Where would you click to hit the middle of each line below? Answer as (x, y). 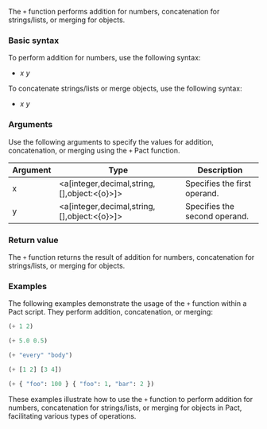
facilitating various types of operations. (72, 415)
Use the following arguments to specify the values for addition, (111, 141)
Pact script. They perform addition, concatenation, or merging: (110, 312)
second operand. (217, 216)
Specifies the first (219, 184)
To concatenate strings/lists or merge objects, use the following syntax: (125, 89)
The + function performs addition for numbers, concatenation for (114, 12)
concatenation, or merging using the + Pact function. (94, 150)
